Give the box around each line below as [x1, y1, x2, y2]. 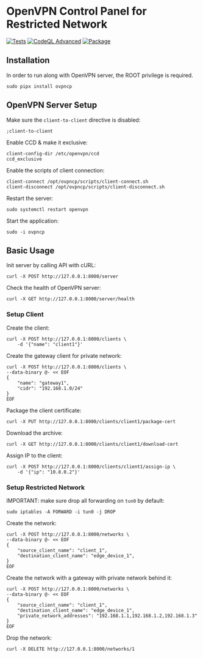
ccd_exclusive [6, 156, 43, 162]
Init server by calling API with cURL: [6, 262, 96, 269]
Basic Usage [6, 245, 55, 256]
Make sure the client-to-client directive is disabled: [6, 116, 141, 124]
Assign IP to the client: [6, 451, 63, 459]
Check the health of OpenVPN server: [6, 284, 101, 292]
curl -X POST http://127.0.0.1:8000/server [6, 273, 119, 279]
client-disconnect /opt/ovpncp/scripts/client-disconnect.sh [6, 183, 165, 190]
